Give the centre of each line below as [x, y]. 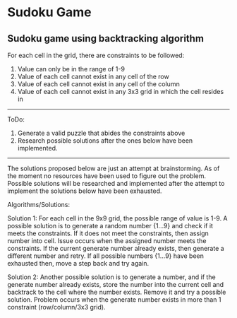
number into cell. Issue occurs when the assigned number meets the [107, 241]
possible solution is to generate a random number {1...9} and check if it [110, 226]
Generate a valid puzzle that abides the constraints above [101, 133]
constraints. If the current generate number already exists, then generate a [116, 248]
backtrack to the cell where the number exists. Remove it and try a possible [117, 292]
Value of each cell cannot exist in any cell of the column [98, 84]
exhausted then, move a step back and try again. [78, 263]
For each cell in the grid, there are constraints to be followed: [96, 55]
